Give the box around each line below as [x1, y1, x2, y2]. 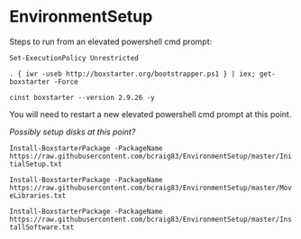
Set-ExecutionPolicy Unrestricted [9, 53, 140, 62]
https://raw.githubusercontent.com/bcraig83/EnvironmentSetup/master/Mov [9, 183, 293, 192]
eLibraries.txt [9, 191, 67, 200]
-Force [53, 77, 78, 87]
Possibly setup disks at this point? [9, 126, 136, 137]
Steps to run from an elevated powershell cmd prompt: [9, 36, 213, 47]
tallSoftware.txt [9, 223, 75, 232]
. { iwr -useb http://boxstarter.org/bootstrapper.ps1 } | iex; [9, 69, 256, 78]
